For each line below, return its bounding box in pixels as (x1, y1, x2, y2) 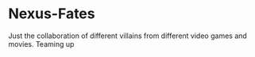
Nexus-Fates (8, 5, 95, 23)
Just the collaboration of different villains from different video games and (8, 31, 248, 40)
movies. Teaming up (8, 39, 75, 48)
